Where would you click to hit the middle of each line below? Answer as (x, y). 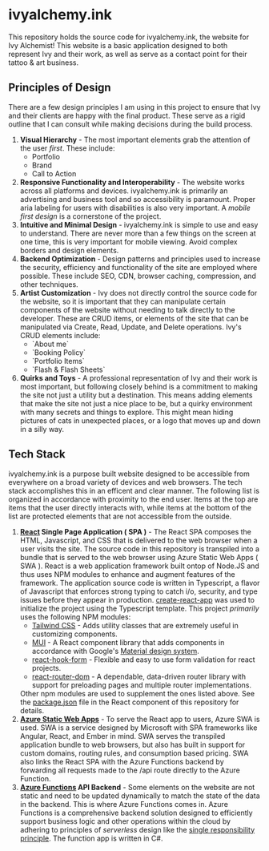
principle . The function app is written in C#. (91, 838)
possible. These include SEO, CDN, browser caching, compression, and (138, 276)
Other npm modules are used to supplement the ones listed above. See (137, 693)
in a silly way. (42, 429)
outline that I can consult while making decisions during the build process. (131, 124)
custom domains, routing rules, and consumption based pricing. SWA (134, 753)
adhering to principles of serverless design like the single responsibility (137, 829)
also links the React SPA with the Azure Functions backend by (122, 761)
